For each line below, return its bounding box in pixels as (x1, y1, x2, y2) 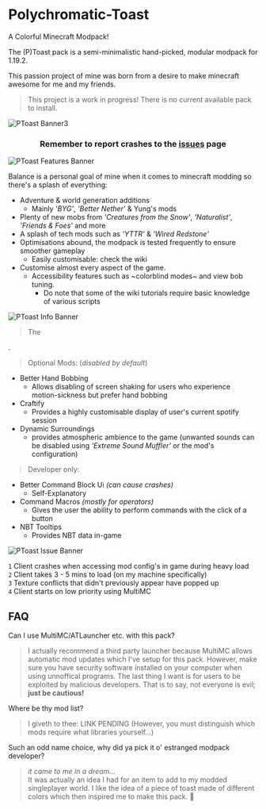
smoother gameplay (19, 246, 85, 255)
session (31, 416, 57, 425)
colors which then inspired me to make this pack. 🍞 (27, 792, 195, 802)
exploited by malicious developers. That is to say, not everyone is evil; (27, 680, 256, 689)
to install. (27, 103, 58, 113)
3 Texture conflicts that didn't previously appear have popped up (8, 578, 219, 588)
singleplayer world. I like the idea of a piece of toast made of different (27, 784, 255, 793)
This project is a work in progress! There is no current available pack (27, 94, 252, 104)
